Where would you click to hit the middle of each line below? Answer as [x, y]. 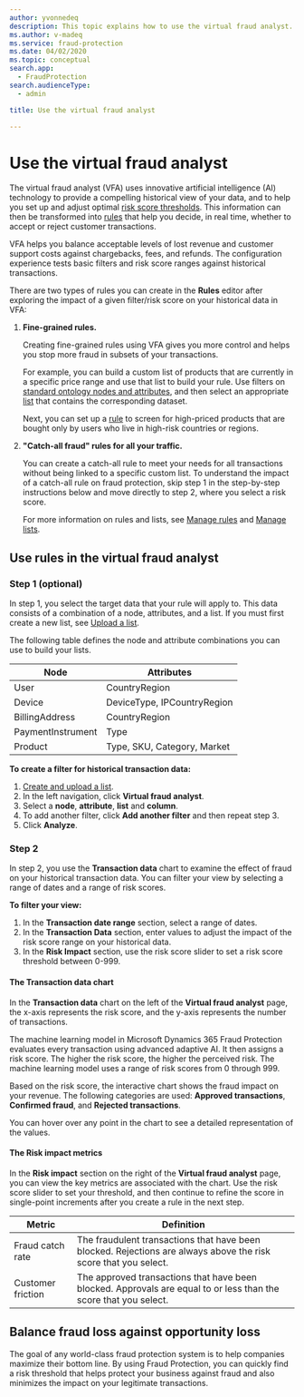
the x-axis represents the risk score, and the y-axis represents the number [148, 1011]
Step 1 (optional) [46, 583]
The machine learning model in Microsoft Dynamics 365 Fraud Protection [146, 1039]
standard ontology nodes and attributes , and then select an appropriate [156, 392]
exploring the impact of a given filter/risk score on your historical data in [144, 300]
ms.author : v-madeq [46, 34]
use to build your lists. [51, 650]
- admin [32, 93]
